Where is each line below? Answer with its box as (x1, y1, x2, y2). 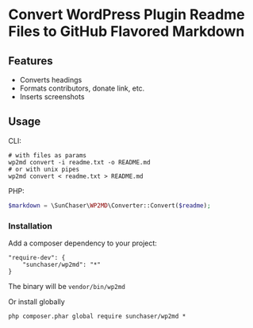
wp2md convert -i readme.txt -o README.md (8, 158, 151, 166)
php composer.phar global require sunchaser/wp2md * (8, 312, 186, 320)
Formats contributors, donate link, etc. (19, 83, 145, 93)
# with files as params (8, 151, 87, 160)
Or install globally (8, 296, 65, 307)
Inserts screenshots (19, 92, 85, 101)
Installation (8, 220, 53, 231)
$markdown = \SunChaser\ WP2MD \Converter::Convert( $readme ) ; (8, 201, 212, 210)
